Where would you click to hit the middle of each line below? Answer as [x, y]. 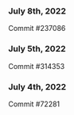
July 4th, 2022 [37, 86]
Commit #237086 [37, 29]
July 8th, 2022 [37, 11]
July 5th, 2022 [37, 49]
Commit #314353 [37, 66]
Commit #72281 [34, 104]
